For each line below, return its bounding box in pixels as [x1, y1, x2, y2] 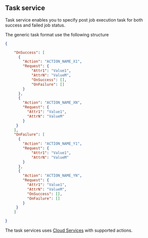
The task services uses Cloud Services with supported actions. [5, 228, 133, 234]
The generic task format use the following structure [5, 31, 109, 37]
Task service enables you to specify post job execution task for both [5, 17, 143, 23]
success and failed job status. [5, 22, 65, 28]
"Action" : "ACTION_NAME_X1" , [23, 59, 82, 64]
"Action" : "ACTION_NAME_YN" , [23, 173, 82, 178]
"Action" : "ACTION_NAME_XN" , [23, 100, 82, 105]
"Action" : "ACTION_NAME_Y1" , [23, 141, 82, 146]
